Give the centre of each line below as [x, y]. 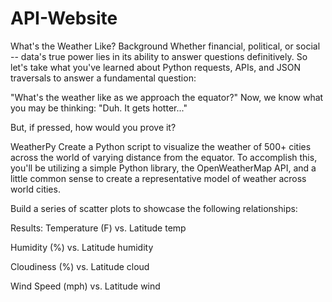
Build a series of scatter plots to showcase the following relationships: [154, 208]
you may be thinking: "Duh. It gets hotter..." [99, 108]
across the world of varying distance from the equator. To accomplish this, [164, 157]
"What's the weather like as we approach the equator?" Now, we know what [167, 97]
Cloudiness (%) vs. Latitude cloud [80, 266]
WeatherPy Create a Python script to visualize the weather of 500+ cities [161, 146]
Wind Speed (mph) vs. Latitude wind [85, 286]
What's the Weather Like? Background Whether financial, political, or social [165, 46]
